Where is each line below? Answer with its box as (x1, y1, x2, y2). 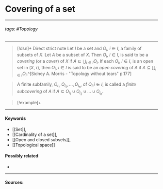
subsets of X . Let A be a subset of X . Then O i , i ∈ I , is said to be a (16, 52, 148, 59)
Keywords (5, 115, 26, 121)
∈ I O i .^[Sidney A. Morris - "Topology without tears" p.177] (16, 71, 132, 78)
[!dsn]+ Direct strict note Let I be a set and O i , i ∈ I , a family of (16, 45, 142, 52)
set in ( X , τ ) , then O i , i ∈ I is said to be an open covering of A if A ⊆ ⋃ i (16, 64, 157, 72)
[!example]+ (16, 100, 41, 106)
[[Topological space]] (12, 142, 55, 148)
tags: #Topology (5, 26, 38, 32)
